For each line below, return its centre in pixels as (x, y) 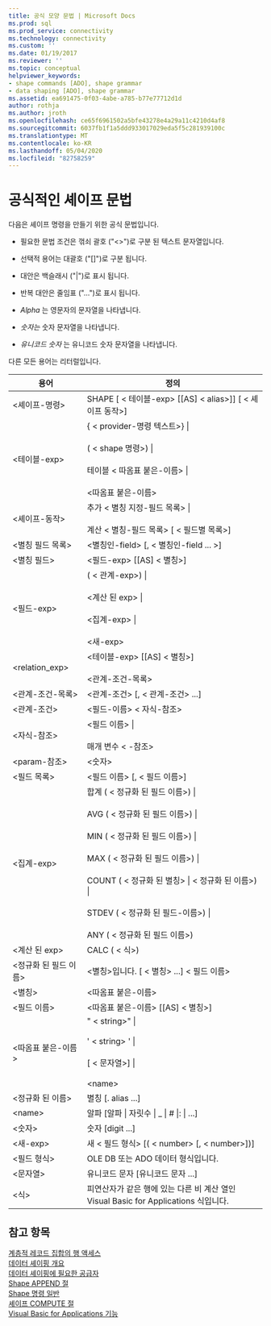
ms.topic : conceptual (45, 69)
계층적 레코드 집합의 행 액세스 (55, 1253)
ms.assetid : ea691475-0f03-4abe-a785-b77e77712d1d (95, 98)
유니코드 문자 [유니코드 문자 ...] (142, 1174)
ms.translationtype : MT (48, 135)
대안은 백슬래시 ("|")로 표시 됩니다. (74, 276)
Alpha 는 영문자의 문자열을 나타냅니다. (80, 310)
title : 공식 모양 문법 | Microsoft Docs (72, 16)
